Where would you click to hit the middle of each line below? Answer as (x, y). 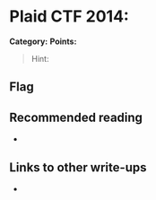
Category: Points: (43, 41)
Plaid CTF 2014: (69, 17)
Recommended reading (76, 117)
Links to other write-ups (78, 167)
